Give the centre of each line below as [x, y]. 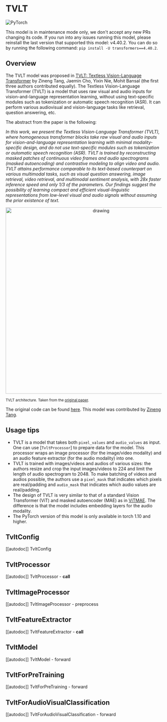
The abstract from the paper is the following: [51, 122]
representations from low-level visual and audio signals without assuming [81, 195]
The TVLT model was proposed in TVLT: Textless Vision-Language [74, 76]
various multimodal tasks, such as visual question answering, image [76, 174]
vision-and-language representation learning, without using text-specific [80, 96]
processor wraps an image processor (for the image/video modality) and [87, 453]
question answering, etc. [31, 112]
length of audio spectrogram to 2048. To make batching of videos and [84, 474]
